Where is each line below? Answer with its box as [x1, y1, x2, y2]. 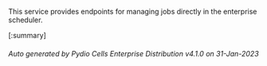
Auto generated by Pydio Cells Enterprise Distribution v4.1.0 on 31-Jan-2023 [8, 49, 259, 58]
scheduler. [8, 15, 43, 25]
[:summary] [8, 31, 46, 40]
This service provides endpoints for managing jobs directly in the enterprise [8, 7, 257, 16]
